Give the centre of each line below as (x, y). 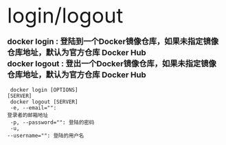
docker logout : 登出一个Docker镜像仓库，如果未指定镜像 (112, 64)
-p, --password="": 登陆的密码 (52, 122)
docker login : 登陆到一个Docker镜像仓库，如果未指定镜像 (113, 42)
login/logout (65, 15)
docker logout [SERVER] (44, 102)
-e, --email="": (33, 108)
